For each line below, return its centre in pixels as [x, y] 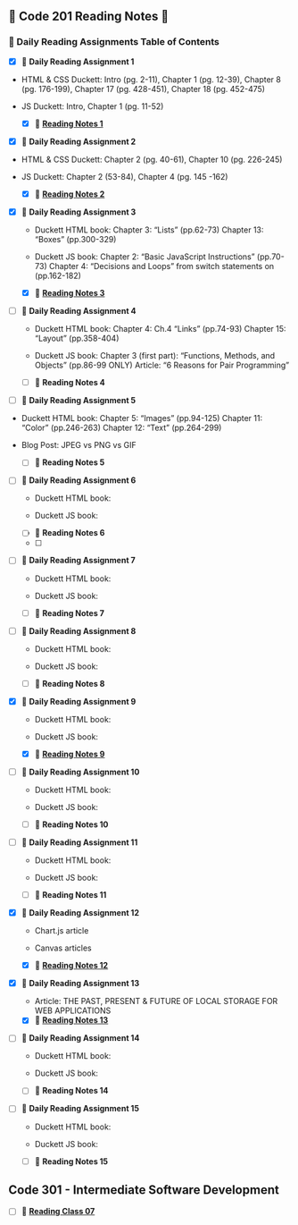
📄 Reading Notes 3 [70, 293]
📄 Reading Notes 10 [71, 824]
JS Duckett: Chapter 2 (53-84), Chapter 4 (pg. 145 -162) [124, 176]
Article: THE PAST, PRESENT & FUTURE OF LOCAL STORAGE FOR [156, 1001]
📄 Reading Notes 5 [70, 462]
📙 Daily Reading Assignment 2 [79, 141]
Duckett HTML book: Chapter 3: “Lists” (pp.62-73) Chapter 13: [149, 230]
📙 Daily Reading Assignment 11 [79, 842]
